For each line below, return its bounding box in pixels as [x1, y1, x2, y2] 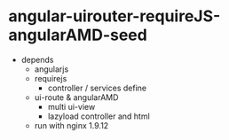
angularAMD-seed [8, 25, 147, 45]
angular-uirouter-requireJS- [8, 6, 221, 27]
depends [20, 54, 54, 65]
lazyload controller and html [47, 111, 150, 121]
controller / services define [47, 82, 147, 93]
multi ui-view [47, 101, 96, 112]
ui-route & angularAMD [34, 91, 119, 103]
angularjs [34, 64, 69, 74]
